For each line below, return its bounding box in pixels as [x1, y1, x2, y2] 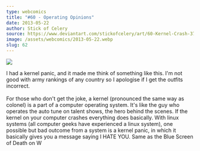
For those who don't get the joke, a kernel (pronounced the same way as [6, 95, 185, 102]
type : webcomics [6, 8, 46, 15]
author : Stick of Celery [6, 25, 68, 32]
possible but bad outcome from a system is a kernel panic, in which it [6, 127, 176, 134]
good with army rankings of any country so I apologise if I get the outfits [6, 76, 183, 83]
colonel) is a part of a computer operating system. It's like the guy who [6, 101, 180, 108]
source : [6, 31, 26, 37]
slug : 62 [6, 42, 28, 48]
